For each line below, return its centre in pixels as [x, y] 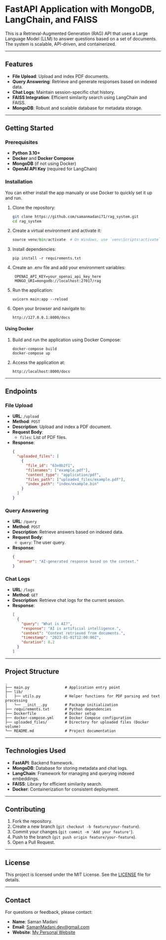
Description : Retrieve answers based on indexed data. [68, 532]
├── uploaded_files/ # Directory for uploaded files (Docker [77, 722]
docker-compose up [31, 353]
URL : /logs [23, 590]
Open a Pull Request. [34, 842]
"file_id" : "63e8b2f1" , [50, 465]
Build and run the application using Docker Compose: [66, 340]
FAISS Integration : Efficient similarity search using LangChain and [80, 97]
